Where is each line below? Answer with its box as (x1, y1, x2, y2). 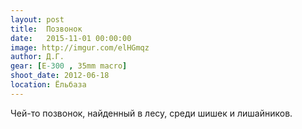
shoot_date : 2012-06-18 (10, 71, 110, 81)
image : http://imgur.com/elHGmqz (10, 42, 150, 53)
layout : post (10, 14, 65, 25)
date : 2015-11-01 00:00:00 (10, 33, 132, 43)
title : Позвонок (10, 24, 83, 34)
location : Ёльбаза (10, 80, 87, 90)
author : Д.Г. (10, 52, 65, 62)
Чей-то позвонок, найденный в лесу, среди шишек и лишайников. (10, 107, 293, 119)
